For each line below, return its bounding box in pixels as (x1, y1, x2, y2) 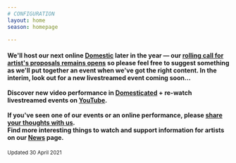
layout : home (7, 17, 46, 24)
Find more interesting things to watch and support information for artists (7, 126, 225, 134)
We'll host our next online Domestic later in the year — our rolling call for (7, 51, 224, 60)
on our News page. (7, 133, 64, 141)
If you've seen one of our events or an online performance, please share (7, 110, 223, 119)
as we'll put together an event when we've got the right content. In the (7, 66, 217, 74)
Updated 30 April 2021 (7, 149, 62, 156)
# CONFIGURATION (7, 10, 55, 18)
